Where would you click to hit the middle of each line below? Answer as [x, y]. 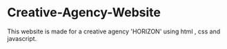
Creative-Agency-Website [84, 13]
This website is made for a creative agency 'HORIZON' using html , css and [114, 31]
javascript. [22, 38]
